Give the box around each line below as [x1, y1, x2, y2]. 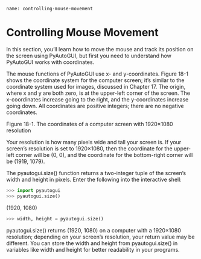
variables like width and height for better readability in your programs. [6, 246, 180, 253]
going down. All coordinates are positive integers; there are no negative [6, 102, 184, 109]
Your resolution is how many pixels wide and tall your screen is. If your [6, 138, 182, 145]
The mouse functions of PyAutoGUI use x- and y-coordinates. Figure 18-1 [6, 70, 189, 77]
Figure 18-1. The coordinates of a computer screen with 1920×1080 [6, 120, 173, 127]
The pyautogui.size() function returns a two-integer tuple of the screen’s [6, 169, 186, 176]
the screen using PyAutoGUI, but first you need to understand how [6, 52, 172, 59]
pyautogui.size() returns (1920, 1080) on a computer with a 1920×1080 [6, 226, 181, 234]
